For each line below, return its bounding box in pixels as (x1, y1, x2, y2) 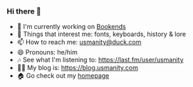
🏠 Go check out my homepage (16, 71, 110, 80)
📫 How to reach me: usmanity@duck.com (16, 38, 142, 47)
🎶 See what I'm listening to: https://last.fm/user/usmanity (16, 56, 184, 64)
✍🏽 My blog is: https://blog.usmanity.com (16, 64, 139, 72)
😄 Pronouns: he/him (16, 48, 78, 57)
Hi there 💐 (6, 6, 42, 16)
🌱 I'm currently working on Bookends (16, 23, 126, 31)
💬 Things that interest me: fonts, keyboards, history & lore (16, 30, 187, 38)
